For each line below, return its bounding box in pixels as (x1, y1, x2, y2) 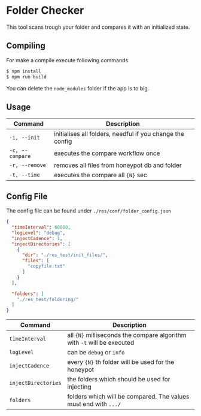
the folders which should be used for (67, 375, 170, 384)
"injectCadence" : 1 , (11, 235, 63, 241)
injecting (67, 382, 92, 391)
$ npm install (6, 68, 42, 74)
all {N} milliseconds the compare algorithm (67, 331, 187, 339)
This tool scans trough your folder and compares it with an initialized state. (6, 23, 190, 31)
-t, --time (9, 172, 40, 178)
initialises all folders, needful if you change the (53, 130, 184, 138)
